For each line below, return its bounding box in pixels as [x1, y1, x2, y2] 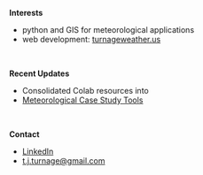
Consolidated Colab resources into [21, 86, 149, 95]
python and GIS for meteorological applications [21, 25, 195, 34]
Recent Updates [9, 68, 70, 79]
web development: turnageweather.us [21, 34, 161, 44]
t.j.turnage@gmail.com [21, 156, 105, 166]
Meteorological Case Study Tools [21, 95, 144, 105]
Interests [9, 8, 43, 18]
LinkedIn [21, 146, 54, 156]
